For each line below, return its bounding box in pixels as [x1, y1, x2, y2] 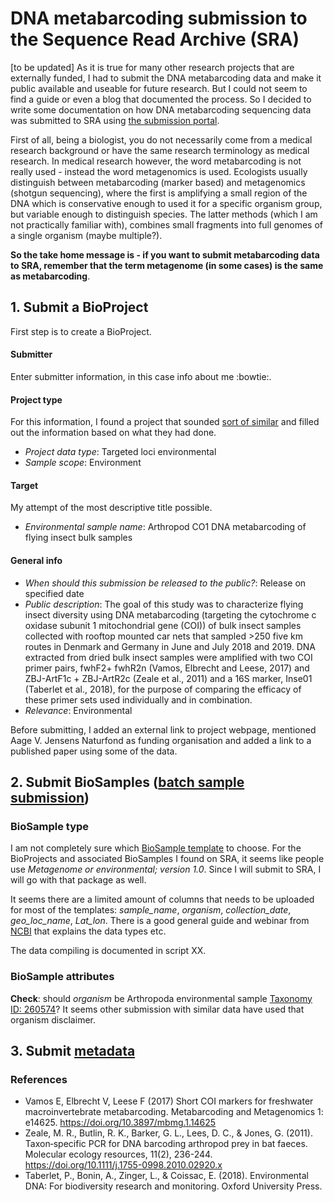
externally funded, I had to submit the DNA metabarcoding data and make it [10, 72, 322, 84]
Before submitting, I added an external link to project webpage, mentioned [10, 723, 317, 736]
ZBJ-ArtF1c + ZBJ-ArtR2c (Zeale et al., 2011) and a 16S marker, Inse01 [24, 672, 313, 684]
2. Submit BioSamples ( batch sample [10, 773, 245, 791]
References [10, 1072, 68, 1086]
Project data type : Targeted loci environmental [24, 446, 217, 458]
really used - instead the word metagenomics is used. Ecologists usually [10, 165, 308, 177]
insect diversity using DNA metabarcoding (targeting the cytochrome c [24, 608, 317, 621]
